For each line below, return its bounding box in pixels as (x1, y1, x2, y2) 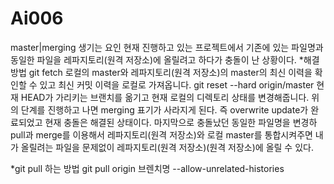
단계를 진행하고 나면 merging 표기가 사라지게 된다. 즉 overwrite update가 (20, 103, 309, 116)
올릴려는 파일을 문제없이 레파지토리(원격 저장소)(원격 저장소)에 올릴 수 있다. (20, 141, 314, 153)
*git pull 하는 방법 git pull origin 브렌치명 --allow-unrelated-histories (10, 162, 285, 174)
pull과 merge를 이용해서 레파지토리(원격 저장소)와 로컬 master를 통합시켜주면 (10, 128, 313, 141)
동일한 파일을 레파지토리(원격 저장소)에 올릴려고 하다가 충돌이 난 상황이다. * (10, 53, 304, 66)
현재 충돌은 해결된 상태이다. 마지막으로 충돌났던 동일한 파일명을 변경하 (44, 116, 318, 128)
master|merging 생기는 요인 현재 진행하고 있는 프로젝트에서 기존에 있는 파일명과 (10, 41, 324, 53)
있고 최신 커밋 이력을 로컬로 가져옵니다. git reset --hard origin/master (39, 78, 315, 91)
